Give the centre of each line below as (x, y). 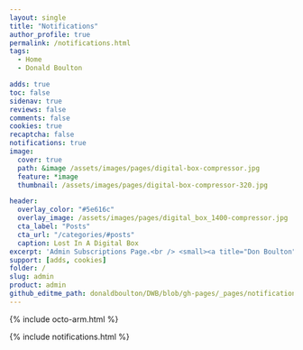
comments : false (40, 118)
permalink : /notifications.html (70, 43)
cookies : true (36, 126)
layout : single (38, 18)
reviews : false (38, 109)
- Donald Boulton (50, 69)
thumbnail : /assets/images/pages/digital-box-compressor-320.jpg (143, 185)
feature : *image (48, 177)
